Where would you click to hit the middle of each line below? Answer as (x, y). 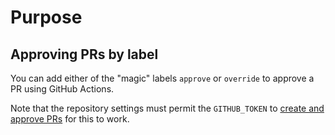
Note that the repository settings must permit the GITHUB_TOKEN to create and (167, 108)
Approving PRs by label (84, 54)
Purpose (46, 17)
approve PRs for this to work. (70, 119)
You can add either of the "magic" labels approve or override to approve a (162, 78)
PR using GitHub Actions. (62, 89)
